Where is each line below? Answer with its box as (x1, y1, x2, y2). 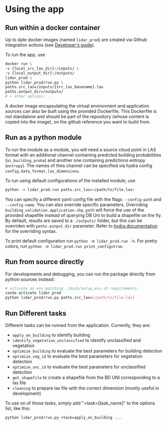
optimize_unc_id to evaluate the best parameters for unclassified (12, 363, 146, 369)
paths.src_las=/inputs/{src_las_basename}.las (5, 84, 104, 89)
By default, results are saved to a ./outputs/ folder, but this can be (5, 217, 143, 223)
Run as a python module (5, 133, 82, 142)
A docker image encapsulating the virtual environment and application (5, 103, 150, 108)
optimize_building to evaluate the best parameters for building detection (12, 347, 163, 353)
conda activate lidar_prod (5, 290, 61, 295)
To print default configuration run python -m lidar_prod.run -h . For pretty (5, 237, 158, 243)
